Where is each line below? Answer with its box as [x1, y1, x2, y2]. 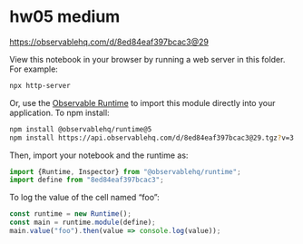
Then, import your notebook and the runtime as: [9, 150, 189, 161]
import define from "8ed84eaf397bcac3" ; [9, 175, 165, 185]
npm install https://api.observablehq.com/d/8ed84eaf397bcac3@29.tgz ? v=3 [9, 133, 295, 142]
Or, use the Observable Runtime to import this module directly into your [9, 97, 276, 108]
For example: [9, 63, 59, 74]
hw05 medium [9, 6, 121, 27]
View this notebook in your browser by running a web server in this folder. [9, 54, 286, 64]
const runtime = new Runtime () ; [9, 210, 132, 219]
